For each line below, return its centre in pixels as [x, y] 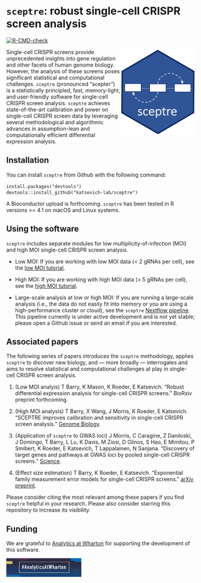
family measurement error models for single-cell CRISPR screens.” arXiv [104, 479]
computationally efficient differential [51, 135]
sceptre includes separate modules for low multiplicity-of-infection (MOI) [97, 243]
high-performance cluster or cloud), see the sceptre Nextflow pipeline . [102, 310]
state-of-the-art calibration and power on [57, 109]
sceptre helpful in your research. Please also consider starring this [88, 504]
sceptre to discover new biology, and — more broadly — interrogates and [97, 363]
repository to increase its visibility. [49, 510]
